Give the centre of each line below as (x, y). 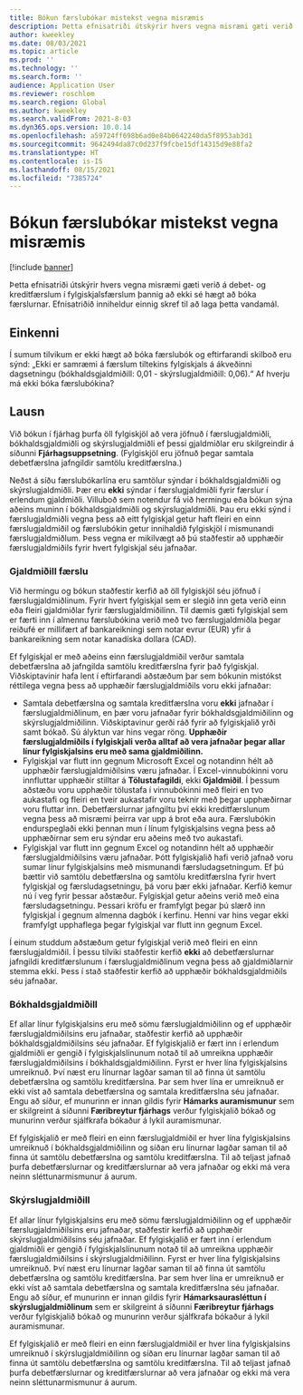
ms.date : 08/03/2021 (48, 43)
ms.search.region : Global (58, 102)
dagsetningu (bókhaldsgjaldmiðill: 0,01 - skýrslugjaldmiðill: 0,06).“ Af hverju (150, 374)
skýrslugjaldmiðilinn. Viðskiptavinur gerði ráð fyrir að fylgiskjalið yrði (149, 723)
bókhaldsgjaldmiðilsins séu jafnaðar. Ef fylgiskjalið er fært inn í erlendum (144, 1043)
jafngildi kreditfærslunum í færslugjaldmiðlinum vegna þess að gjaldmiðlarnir (151, 961)
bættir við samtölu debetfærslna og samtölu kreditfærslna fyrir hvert (149, 877)
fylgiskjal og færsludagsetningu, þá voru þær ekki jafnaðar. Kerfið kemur (157, 886)
